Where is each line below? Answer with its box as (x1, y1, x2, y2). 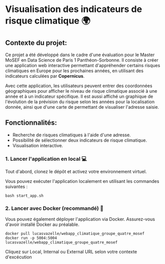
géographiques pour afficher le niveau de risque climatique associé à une (5, 88, 157, 94)
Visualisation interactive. (12, 142, 64, 148)
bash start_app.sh (5, 193, 44, 198)
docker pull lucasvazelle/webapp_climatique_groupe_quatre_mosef (5, 231, 144, 236)
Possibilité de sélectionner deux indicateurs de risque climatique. (12, 137, 147, 143)
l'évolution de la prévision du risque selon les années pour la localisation (5, 99, 155, 105)
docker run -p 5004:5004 (5, 235, 57, 241)
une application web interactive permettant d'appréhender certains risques (5, 63, 160, 68)
